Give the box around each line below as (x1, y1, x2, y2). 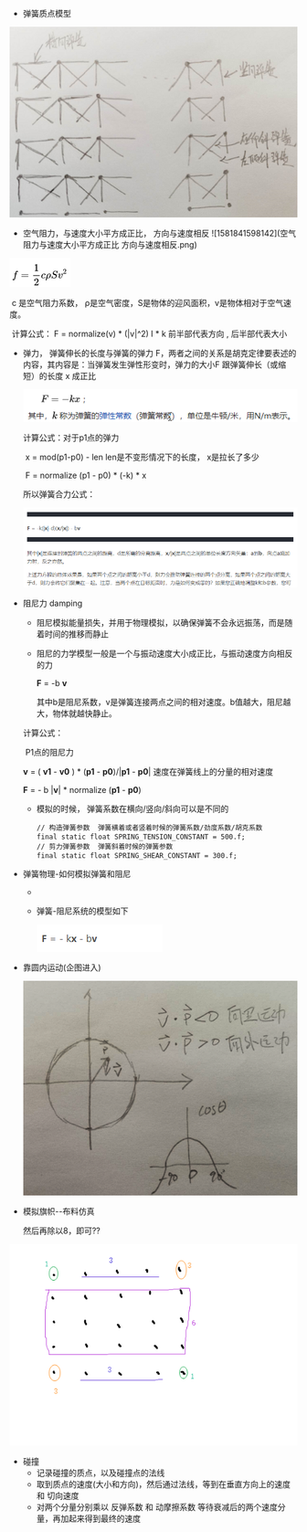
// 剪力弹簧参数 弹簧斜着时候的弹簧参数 (36, 841, 174, 851)
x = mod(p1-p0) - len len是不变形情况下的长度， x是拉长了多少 (25, 451, 260, 463)
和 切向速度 (36, 1490, 79, 1501)
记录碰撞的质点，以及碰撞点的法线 (36, 1467, 165, 1478)
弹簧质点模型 (22, 8, 71, 18)
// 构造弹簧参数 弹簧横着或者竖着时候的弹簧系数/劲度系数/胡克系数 (36, 823, 263, 832)
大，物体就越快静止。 (36, 707, 117, 719)
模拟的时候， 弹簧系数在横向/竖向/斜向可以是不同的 (36, 803, 229, 814)
